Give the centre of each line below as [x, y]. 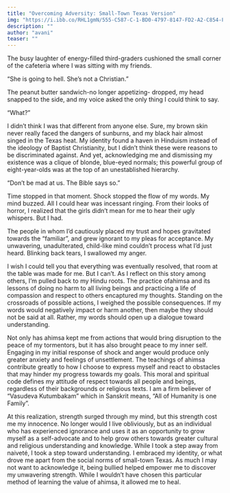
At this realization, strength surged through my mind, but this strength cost [112, 417]
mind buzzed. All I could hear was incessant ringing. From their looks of [108, 203]
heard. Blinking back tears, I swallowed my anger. [77, 253]
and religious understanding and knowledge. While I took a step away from [113, 446]
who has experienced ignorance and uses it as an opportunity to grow [106, 431]
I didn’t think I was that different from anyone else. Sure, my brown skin [107, 126]
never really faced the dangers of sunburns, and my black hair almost [105, 134]
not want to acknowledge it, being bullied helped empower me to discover [112, 468]
